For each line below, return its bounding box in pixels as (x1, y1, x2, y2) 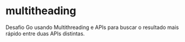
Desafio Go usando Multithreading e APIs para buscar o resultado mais (5, 24, 179, 31)
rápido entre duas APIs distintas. (5, 30, 85, 37)
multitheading (5, 4, 76, 18)
